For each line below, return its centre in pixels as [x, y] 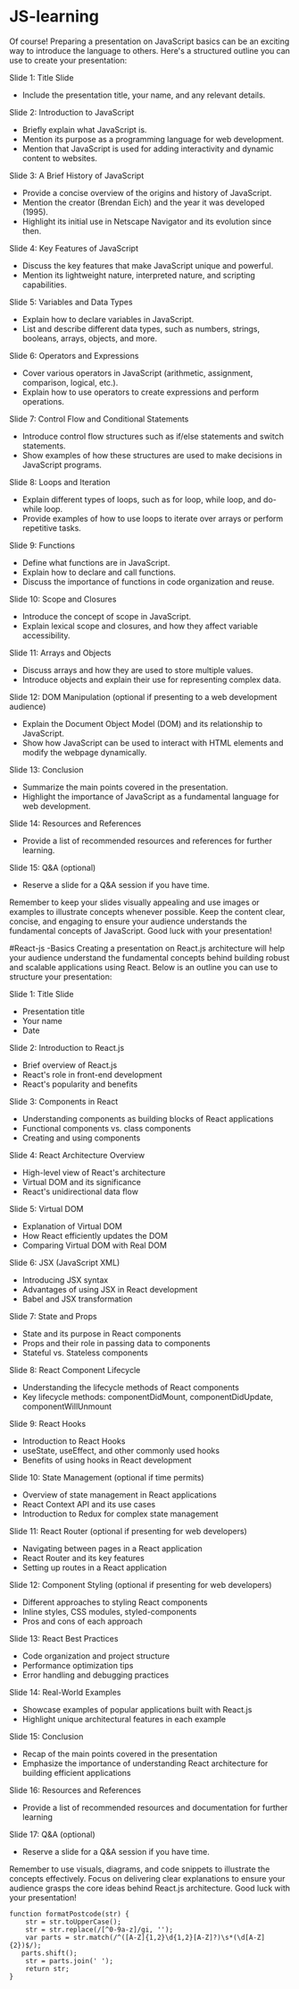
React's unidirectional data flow [80, 1191]
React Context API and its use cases [89, 1504]
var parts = [47, 1937]
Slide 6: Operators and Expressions [74, 355]
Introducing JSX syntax [65, 1280]
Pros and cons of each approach [82, 1621]
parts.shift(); [49, 1953]
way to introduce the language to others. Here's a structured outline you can [149, 50]
